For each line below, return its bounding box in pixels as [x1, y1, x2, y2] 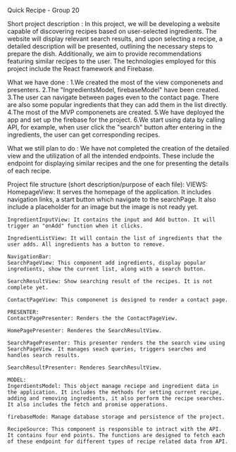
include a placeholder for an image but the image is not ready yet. [7, 203, 199, 211]
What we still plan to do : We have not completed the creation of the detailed [7, 144, 230, 152]
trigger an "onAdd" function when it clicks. [7, 222, 143, 230]
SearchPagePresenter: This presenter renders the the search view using [7, 339, 225, 346]
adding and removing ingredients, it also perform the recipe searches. [7, 395, 225, 402]
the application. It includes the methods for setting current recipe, [7, 389, 222, 396]
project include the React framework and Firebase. [7, 65, 155, 73]
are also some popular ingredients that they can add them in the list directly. [7, 101, 228, 108]
